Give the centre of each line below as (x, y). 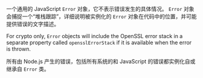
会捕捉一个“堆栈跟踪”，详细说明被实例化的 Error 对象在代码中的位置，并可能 (102, 16)
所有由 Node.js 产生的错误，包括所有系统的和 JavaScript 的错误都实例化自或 (101, 61)
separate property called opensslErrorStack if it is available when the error (99, 42)
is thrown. (19, 49)
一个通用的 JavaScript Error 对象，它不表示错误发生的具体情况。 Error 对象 (100, 9)
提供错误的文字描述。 (33, 24)
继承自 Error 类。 (28, 69)
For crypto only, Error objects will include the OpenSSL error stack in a (95, 36)
